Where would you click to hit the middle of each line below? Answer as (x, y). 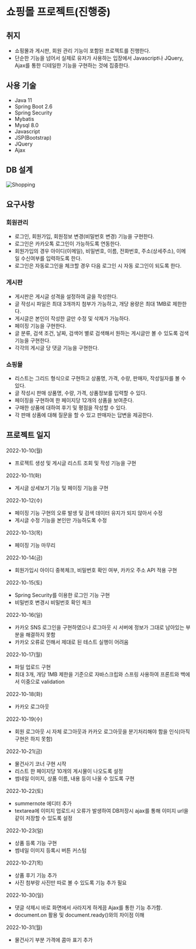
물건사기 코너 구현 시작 (40, 764)
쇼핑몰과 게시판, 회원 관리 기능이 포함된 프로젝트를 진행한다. (82, 51)
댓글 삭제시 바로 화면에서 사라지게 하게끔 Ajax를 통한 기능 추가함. (88, 907)
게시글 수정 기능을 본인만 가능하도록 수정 (61, 520)
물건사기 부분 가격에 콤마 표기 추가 (54, 940)
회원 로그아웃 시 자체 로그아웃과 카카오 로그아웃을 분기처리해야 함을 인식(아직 (102, 731)
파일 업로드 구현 (32, 667)
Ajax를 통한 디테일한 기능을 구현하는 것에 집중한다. (72, 65)
